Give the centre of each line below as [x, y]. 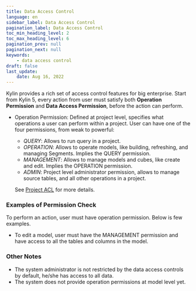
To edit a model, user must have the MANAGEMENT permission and [96, 235]
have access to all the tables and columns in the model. [81, 241]
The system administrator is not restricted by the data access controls [99, 269]
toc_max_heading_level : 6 [37, 39]
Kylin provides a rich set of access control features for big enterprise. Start [96, 94]
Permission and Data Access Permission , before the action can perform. [95, 106]
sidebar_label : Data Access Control [51, 22]
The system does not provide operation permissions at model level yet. [100, 282]
